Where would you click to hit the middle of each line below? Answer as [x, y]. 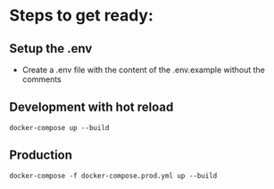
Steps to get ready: [82, 16]
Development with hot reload [91, 107]
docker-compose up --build [59, 127]
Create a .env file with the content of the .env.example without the [143, 70]
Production [41, 156]
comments [42, 79]
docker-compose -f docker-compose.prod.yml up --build [113, 176]
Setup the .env [51, 49]
